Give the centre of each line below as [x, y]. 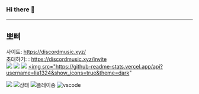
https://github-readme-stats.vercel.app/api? [109, 67]
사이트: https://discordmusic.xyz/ [46, 52]
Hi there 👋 [21, 9]
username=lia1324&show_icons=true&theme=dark [68, 73]
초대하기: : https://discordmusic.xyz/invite [57, 59]
